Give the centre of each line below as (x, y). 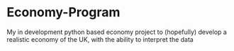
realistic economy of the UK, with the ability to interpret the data (100, 39)
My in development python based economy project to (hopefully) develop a (117, 32)
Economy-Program (63, 12)
